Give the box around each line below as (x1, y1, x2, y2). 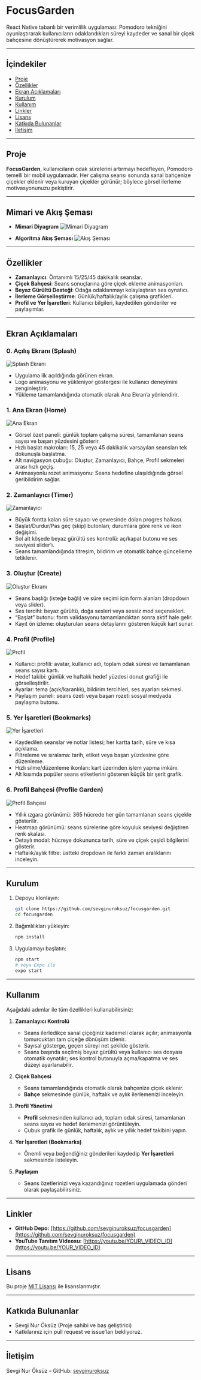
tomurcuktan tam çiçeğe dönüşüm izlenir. (23, 1036, 126, 1043)
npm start (14, 956, 40, 963)
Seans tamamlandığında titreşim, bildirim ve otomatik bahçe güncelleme (14, 548, 193, 555)
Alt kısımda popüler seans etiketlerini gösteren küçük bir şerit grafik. (14, 770, 184, 778)
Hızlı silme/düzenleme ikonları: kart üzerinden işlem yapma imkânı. (14, 764, 179, 772)
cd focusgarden (14, 911, 53, 918)
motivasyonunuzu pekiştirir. (6, 184, 75, 191)
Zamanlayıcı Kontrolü (14, 1018, 70, 1025)
